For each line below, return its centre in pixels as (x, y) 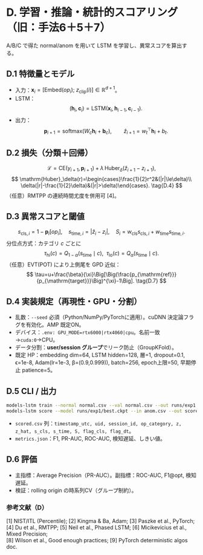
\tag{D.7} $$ (151, 281)
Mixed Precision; (27, 534)
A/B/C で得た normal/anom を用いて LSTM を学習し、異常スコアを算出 (94, 45)
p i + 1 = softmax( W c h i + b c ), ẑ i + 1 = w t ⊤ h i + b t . (106, 131)
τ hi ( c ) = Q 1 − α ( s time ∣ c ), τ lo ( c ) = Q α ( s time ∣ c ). (101, 254)
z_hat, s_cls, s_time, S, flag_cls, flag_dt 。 (75, 431)
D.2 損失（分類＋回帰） (50, 153)
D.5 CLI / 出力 (31, 391)
